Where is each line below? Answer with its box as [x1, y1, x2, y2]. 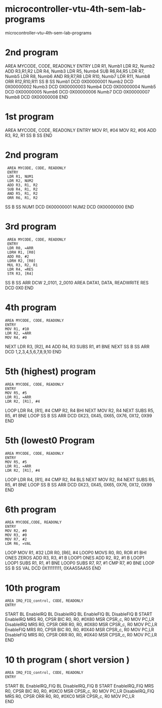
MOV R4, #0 [5, 335, 27, 340]
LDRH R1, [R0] [7, 250, 36, 255]
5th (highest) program [5, 366, 96, 377]
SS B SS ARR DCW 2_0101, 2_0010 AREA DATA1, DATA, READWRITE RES [5, 279, 149, 285]
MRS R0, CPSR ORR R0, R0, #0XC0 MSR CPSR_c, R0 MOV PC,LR [5, 693, 135, 699]
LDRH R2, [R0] [7, 258, 36, 263]
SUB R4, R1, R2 [7, 186, 38, 192]
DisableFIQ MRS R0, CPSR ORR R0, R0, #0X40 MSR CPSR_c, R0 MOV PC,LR [5, 632, 157, 638]
